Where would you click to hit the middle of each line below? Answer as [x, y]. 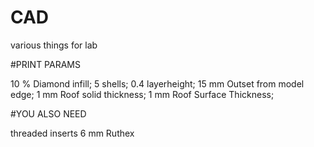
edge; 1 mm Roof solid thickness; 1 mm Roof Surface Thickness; [142, 94]
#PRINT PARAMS [45, 64]
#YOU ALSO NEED [48, 113]
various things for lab [54, 45]
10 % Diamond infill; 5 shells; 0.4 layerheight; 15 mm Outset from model [157, 83]
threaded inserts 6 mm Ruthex [72, 133]
